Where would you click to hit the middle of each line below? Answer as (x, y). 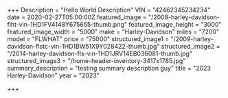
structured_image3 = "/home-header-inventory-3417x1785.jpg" (96, 61)
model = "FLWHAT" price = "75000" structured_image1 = (88, 39)
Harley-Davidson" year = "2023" (53, 75)
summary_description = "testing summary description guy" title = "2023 (109, 68)
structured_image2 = (191, 46)
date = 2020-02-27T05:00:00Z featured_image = (77, 17)
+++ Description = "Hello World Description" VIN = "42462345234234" (109, 10)
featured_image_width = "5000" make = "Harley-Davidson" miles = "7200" (113, 32)
